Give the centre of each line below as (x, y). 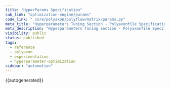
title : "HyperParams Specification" (44, 10)
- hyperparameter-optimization (43, 61)
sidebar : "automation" (29, 66)
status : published (25, 38)
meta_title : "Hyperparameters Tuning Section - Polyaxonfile (71, 24)
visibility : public (26, 33)
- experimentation (29, 57)
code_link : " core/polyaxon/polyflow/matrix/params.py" (65, 19)
